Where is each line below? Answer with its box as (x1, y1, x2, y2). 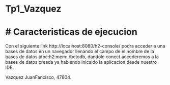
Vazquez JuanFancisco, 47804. (5, 74, 72, 80)
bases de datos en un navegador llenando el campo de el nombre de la (5, 49, 154, 55)
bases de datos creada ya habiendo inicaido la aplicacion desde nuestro (5, 59, 157, 65)
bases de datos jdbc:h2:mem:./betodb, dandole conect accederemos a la (5, 54, 159, 60)
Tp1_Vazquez (5, 3, 62, 15)
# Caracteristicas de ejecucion (5, 26, 137, 38)
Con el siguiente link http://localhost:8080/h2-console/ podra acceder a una (5, 43, 165, 49)
